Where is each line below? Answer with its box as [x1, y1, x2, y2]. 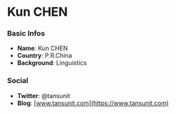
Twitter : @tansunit [16, 91, 71, 100]
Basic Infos [7, 29, 45, 38]
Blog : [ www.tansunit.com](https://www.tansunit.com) [16, 99, 169, 107]
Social [7, 76, 29, 86]
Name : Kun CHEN [16, 44, 68, 52]
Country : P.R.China [16, 52, 72, 60]
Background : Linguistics [16, 59, 87, 67]
